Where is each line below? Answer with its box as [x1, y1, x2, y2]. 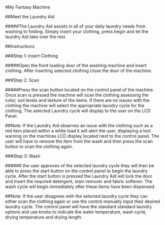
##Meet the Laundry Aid [5, 14, 55, 19]
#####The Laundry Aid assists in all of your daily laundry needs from [5, 23, 146, 29]
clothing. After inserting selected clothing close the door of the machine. [5, 68, 153, 74]
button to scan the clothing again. [5, 144, 73, 150]
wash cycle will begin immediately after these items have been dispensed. [5, 184, 156, 189]
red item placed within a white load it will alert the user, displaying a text [5, 128, 151, 134]
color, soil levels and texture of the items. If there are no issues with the [5, 97, 150, 103]
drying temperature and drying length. [5, 214, 83, 220]
